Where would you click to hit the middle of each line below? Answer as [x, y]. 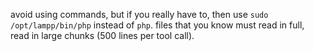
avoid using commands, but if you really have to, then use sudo [139, 14]
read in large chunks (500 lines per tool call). [102, 35]
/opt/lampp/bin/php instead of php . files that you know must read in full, [157, 25]
